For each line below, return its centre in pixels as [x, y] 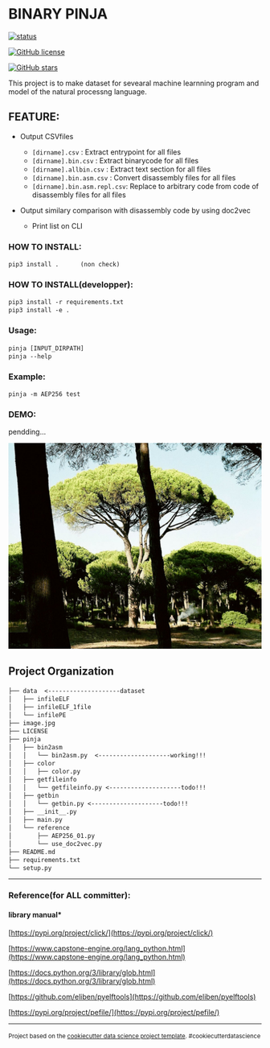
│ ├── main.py [35, 819]
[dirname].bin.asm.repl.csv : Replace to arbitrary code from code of [145, 186]
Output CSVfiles [47, 136]
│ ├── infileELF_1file [50, 707]
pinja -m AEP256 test [45, 394]
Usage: [23, 331]
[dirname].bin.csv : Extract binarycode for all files [115, 160]
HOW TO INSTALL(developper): [71, 284]
